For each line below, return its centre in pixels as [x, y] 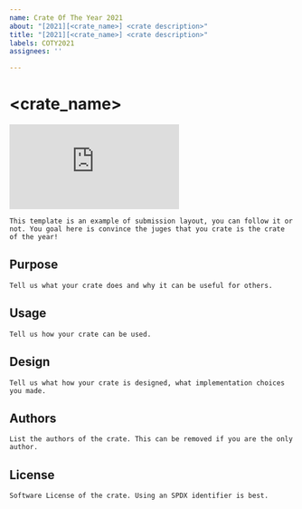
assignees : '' [36, 52]
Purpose [34, 265]
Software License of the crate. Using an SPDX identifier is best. [139, 496]
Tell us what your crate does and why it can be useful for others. [141, 285]
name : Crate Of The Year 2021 [66, 18]
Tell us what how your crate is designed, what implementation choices [147, 383]
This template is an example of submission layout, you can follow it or [151, 221]
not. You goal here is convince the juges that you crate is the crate [147, 229]
